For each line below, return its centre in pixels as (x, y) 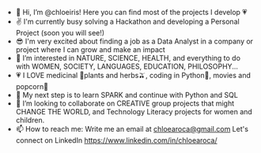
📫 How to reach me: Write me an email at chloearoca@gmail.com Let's (132, 129)
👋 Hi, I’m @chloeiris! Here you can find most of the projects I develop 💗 (131, 12)
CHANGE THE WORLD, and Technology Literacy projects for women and (134, 112)
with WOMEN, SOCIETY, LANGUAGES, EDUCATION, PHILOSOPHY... (127, 66)
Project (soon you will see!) (60, 33)
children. (30, 120)
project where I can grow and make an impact (91, 50)
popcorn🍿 (32, 86)
